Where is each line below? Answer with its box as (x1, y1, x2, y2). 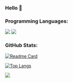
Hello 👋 (5, 4, 23, 11)
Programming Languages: (5, 17, 69, 24)
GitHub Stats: (5, 42, 38, 49)
